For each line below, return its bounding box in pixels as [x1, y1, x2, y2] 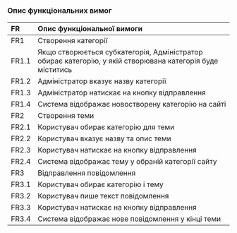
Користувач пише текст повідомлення [37, 191, 169, 201]
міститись [37, 65, 73, 75]
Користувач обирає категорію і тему [37, 179, 164, 189]
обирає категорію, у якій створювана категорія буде [37, 56, 219, 66]
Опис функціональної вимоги [37, 24, 143, 34]
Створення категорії [37, 36, 108, 46]
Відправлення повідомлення [37, 168, 136, 178]
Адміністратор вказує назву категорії [37, 76, 166, 86]
